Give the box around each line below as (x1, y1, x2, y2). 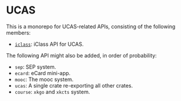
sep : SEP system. (14, 63, 57, 70)
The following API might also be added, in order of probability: (6, 52, 157, 59)
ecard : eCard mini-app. (14, 69, 71, 76)
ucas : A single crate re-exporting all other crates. (14, 82, 133, 89)
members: (6, 29, 31, 36)
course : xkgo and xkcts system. (14, 88, 90, 95)
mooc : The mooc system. (14, 76, 74, 83)
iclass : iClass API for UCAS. (14, 41, 84, 48)
